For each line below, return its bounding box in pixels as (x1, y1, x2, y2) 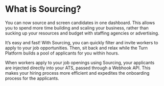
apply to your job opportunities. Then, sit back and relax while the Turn (5, 45, 148, 51)
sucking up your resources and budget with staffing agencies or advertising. (5, 30, 160, 36)
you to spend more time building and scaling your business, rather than (5, 25, 149, 30)
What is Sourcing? (5, 3, 82, 15)
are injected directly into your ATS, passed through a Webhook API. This (5, 65, 151, 71)
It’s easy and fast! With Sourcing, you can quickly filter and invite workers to (5, 39, 158, 45)
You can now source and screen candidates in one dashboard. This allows (5, 20, 155, 26)
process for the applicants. (5, 75, 60, 81)
